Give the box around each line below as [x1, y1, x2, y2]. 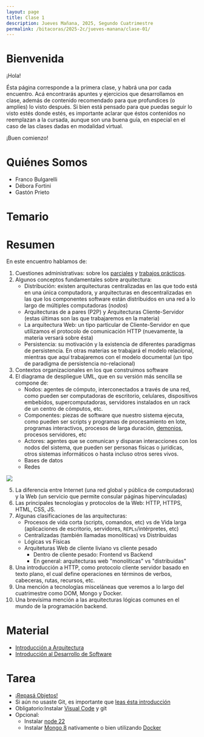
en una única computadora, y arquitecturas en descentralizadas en [24, 289, 192, 297]
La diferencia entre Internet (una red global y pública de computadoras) [15, 487, 194, 494]
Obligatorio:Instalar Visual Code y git [15, 705, 107, 712]
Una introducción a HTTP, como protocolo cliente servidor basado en [15, 564, 189, 571]
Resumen [6, 238, 55, 252]
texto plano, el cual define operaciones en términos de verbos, [15, 571, 172, 578]
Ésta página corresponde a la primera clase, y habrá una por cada [6, 84, 172, 91]
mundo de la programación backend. [15, 603, 108, 610]
